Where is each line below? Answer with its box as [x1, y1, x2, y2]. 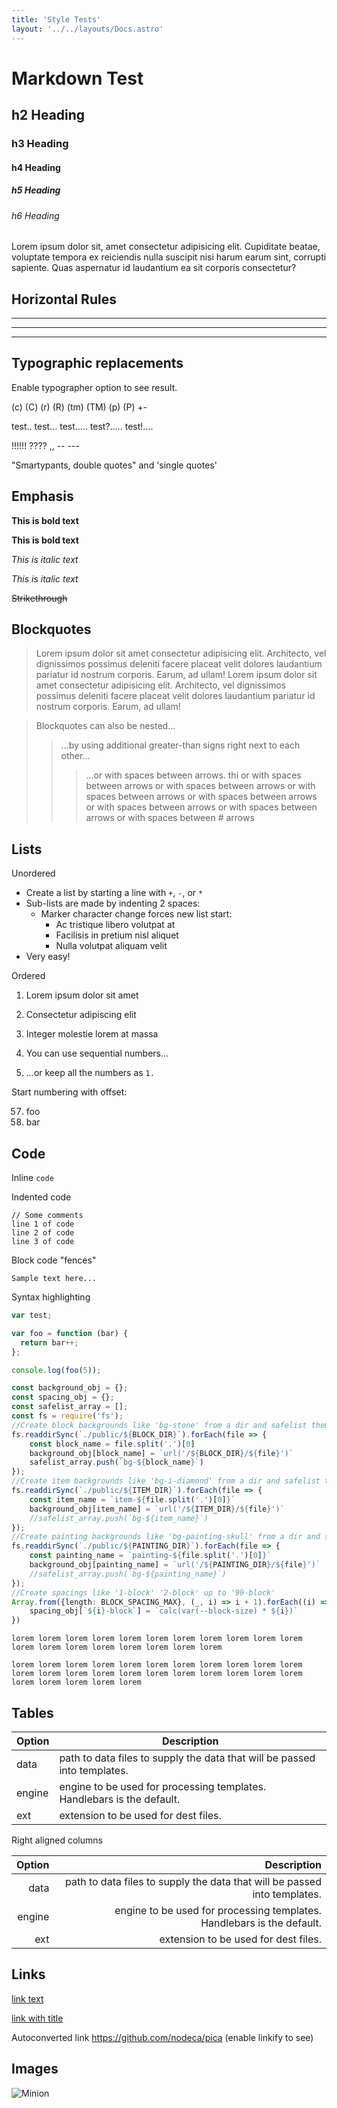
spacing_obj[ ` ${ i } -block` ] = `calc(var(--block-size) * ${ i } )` [29, 1606, 299, 1616]
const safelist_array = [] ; [11, 1402, 129, 1412]
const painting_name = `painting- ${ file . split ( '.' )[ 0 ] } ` [29, 1551, 272, 1561]
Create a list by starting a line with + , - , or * [25, 887, 204, 899]
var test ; [11, 1311, 53, 1321]
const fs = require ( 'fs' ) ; [11, 1411, 124, 1421]
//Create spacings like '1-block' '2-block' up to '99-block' [11, 1587, 276, 1598]
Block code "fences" [11, 1254, 97, 1266]
